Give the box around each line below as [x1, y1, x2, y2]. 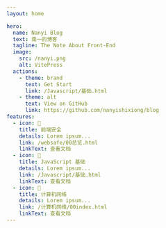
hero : [6, 22, 22, 30]
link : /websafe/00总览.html [19, 139, 98, 146]
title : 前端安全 [19, 126, 62, 133]
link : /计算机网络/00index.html [19, 204, 108, 211]
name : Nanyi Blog [13, 29, 63, 36]
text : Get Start [24, 81, 72, 88]
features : [6, 113, 35, 120]
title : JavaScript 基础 [19, 158, 86, 165]
